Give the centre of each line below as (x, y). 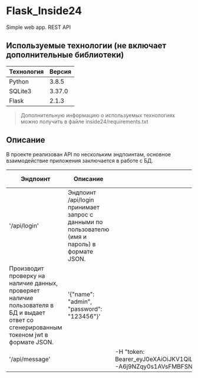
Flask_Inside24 (44, 11)
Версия (60, 71)
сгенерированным (36, 327)
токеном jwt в (29, 334)
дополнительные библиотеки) (65, 55)
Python (19, 81)
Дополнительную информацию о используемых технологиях (98, 115)
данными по (85, 222)
